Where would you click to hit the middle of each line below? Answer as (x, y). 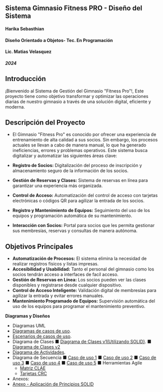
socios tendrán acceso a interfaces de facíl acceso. (65, 274)
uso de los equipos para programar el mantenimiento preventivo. (79, 306)
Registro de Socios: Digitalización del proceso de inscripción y (77, 165)
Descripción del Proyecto (45, 122)
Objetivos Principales (39, 246)
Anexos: (21, 379)
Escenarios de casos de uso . (42, 336)
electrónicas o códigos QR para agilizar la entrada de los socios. (78, 201)
